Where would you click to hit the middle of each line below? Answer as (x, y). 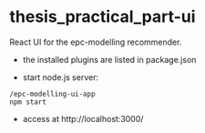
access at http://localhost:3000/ (83, 118)
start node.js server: (60, 77)
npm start (28, 102)
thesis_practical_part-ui (102, 17)
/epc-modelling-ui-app (52, 94)
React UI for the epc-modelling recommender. (96, 42)
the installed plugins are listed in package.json (109, 59)
